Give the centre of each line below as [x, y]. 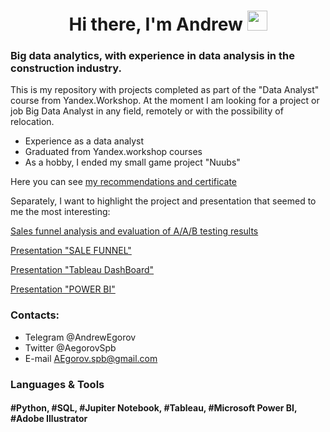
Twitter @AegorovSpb [70, 347]
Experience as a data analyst [84, 141]
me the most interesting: [60, 212]
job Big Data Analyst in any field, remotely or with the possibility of [147, 111]
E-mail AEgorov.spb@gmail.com [91, 358]
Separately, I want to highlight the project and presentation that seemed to [163, 201]
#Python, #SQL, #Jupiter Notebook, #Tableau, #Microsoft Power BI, [154, 408]
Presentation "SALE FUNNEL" [71, 251]
